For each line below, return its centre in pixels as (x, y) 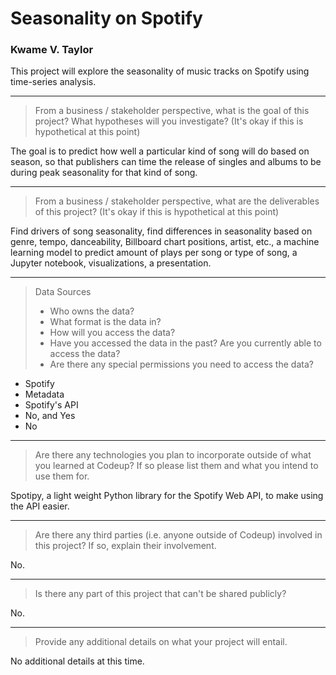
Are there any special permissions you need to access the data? (181, 364)
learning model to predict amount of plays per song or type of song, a (154, 253)
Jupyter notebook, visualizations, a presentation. (111, 263)
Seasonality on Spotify (106, 18)
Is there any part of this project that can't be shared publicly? (160, 594)
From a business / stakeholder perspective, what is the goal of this (172, 111)
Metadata (44, 394)
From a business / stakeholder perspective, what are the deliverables (177, 201)
